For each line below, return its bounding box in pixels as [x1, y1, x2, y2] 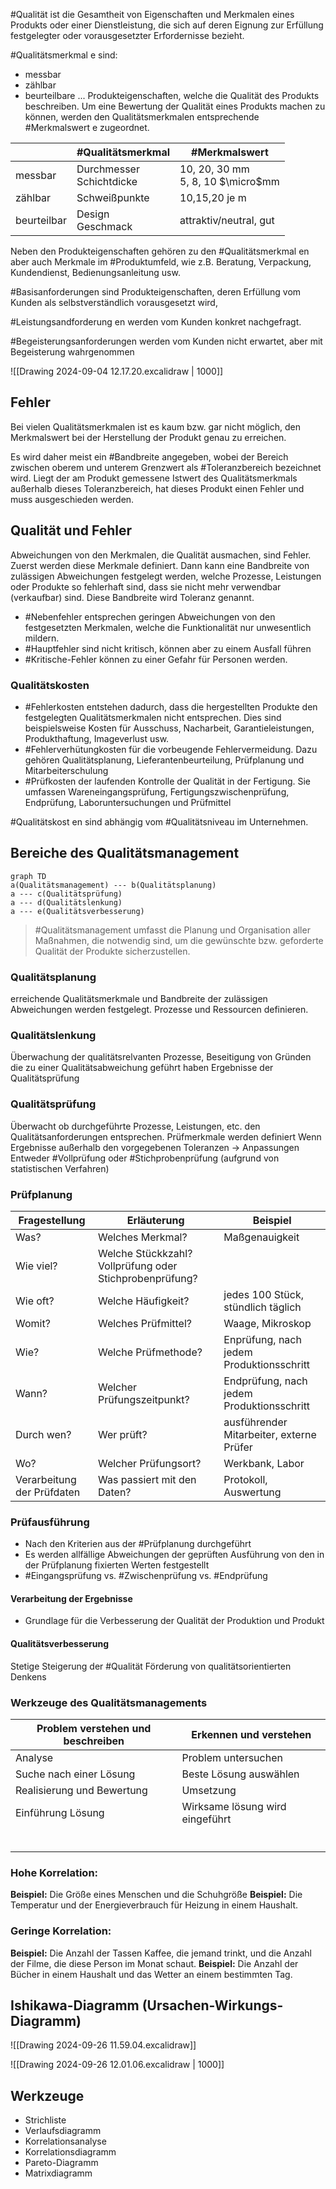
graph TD [10, 871, 47, 881]
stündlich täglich [223, 1300, 302, 1314]
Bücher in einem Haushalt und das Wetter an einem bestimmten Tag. [10, 1968, 293, 1980]
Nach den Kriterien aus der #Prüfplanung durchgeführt [24, 1538, 252, 1550]
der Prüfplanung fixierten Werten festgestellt [24, 1559, 210, 1571]
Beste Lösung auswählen [181, 1767, 300, 1781]
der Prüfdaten [15, 1485, 81, 1499]
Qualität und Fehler [10, 522, 133, 539]
